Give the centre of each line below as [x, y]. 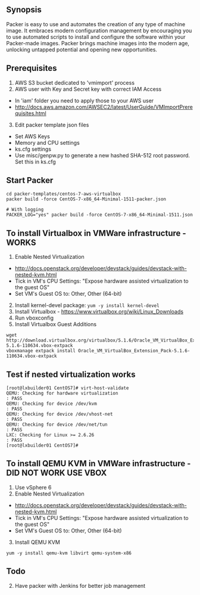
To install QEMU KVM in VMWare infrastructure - [99, 464]
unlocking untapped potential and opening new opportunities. [82, 49]
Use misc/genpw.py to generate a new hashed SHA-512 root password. [102, 155]
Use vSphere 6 [33, 487]
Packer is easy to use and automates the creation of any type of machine [96, 24]
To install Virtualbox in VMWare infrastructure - [96, 233]
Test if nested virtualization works [71, 374]
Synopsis [24, 10]
